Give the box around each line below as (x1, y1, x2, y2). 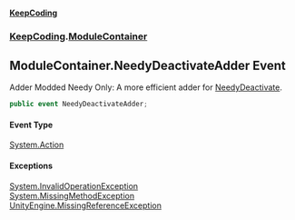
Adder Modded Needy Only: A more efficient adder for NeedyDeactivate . (9, 82, 283, 93)
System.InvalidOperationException (9, 180, 139, 191)
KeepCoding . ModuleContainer (9, 30, 148, 43)
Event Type (9, 119, 54, 130)
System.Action (9, 139, 64, 150)
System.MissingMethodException (9, 190, 134, 201)
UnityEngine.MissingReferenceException (9, 200, 162, 211)
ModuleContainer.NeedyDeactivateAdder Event (9, 57, 286, 73)
